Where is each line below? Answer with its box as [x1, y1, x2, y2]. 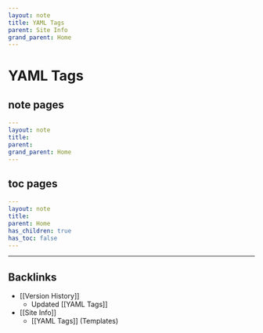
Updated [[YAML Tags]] [31, 299, 108, 309]
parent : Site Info [8, 26, 68, 34]
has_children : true [8, 226, 72, 235]
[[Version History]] [19, 291, 80, 301]
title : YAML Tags [8, 19, 65, 27]
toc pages [8, 177, 58, 190]
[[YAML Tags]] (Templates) [31, 317, 119, 326]
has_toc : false [8, 234, 58, 242]
